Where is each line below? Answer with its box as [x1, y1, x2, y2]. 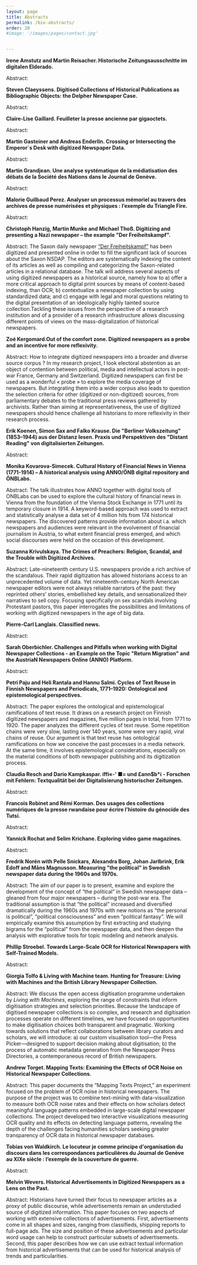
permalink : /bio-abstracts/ [6, 19, 75, 25]
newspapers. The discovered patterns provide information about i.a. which [6, 518, 186, 525]
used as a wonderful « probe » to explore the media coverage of [6, 378, 162, 386]
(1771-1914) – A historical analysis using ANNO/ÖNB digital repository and [6, 469, 189, 476]
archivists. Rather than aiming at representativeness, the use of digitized [6, 403, 181, 410]
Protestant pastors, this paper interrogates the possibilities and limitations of [6, 603, 191, 610]
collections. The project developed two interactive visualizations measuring [6, 1113, 189, 1120]
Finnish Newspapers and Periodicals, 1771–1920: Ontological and [6, 686, 168, 693]
